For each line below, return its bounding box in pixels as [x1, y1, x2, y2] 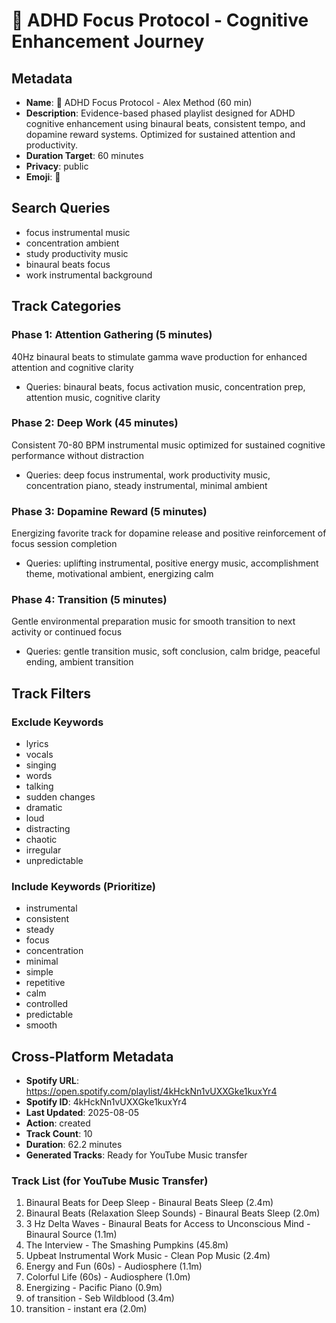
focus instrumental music [25, 226, 131, 238]
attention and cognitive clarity [11, 361, 134, 373]
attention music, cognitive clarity [25, 391, 161, 403]
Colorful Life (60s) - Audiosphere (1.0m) [25, 1271, 191, 1283]
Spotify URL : [25, 1075, 80, 1087]
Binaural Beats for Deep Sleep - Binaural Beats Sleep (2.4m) [25, 1197, 274, 1209]
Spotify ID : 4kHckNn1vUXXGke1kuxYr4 [25, 1096, 188, 1108]
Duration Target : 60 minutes [25, 150, 144, 161]
